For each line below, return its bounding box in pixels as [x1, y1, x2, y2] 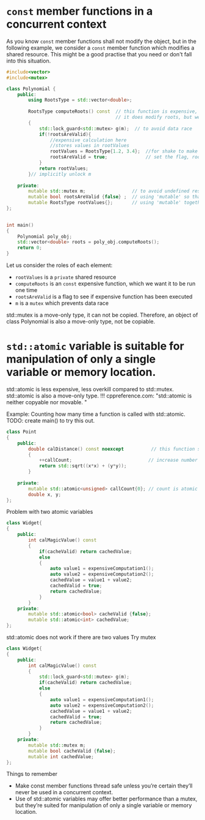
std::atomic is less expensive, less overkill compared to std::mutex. [6, 386, 174, 393]
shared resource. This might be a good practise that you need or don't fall [6, 50, 192, 58]
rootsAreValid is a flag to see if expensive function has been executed [15, 293, 193, 301]
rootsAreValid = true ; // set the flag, [49, 154, 190, 160]
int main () [6, 222, 34, 228]
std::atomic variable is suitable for [6, 339, 184, 353]
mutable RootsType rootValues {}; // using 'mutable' [28, 200, 182, 206]
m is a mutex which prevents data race [15, 299, 109, 307]
